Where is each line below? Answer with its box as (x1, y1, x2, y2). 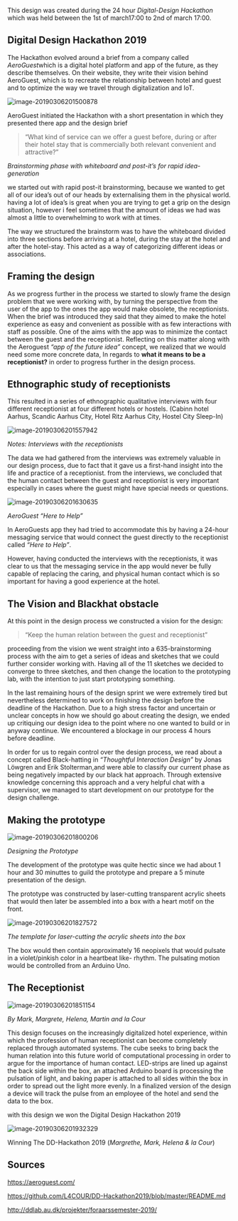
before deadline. (7, 734, 55, 742)
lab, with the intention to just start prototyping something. (7, 675, 175, 683)
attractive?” (24, 148, 59, 156)
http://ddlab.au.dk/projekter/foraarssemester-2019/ (7, 1205, 158, 1214)
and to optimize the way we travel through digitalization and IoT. (7, 83, 195, 92)
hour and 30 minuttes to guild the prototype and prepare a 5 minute (7, 868, 205, 877)
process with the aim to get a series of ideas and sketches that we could (7, 652, 220, 660)
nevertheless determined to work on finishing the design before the (7, 696, 205, 705)
